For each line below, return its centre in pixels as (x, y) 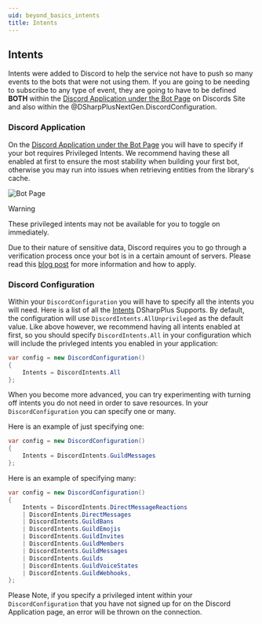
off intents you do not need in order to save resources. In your (108, 403)
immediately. (29, 232)
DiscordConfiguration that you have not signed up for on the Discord (120, 604)
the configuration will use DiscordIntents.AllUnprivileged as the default (126, 318)
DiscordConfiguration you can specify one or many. (92, 412)
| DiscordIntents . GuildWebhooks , (77, 573)
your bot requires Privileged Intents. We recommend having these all (119, 153)
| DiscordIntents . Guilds (63, 558)
